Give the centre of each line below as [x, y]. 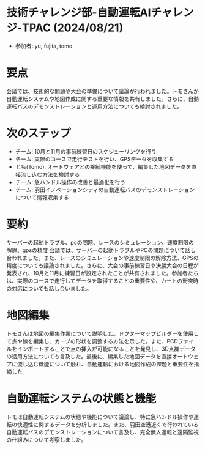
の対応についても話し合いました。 [49, 288]
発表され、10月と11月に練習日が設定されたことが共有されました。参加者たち [102, 273]
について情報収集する [42, 197]
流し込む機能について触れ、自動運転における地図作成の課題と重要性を [105, 364]
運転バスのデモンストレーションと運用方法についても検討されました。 [95, 106]
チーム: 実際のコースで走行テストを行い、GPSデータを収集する [95, 159]
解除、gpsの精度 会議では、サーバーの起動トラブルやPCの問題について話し [101, 250]
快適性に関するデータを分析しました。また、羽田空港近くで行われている [108, 424]
